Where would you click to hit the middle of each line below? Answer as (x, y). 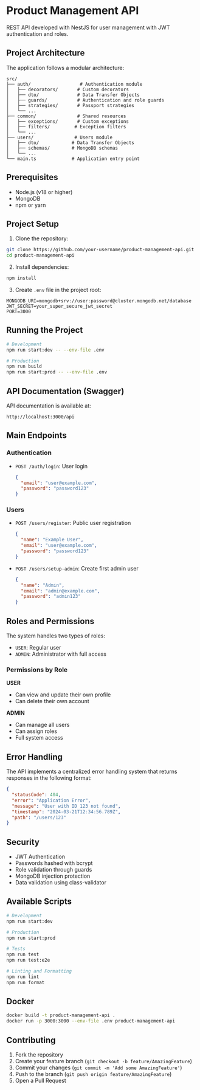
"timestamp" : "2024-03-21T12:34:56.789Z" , (66, 812)
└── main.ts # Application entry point (73, 159)
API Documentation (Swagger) (65, 391)
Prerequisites (32, 177)
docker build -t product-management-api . (61, 1015)
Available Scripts (39, 902)
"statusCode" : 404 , (36, 795)
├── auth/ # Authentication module (74, 84)
